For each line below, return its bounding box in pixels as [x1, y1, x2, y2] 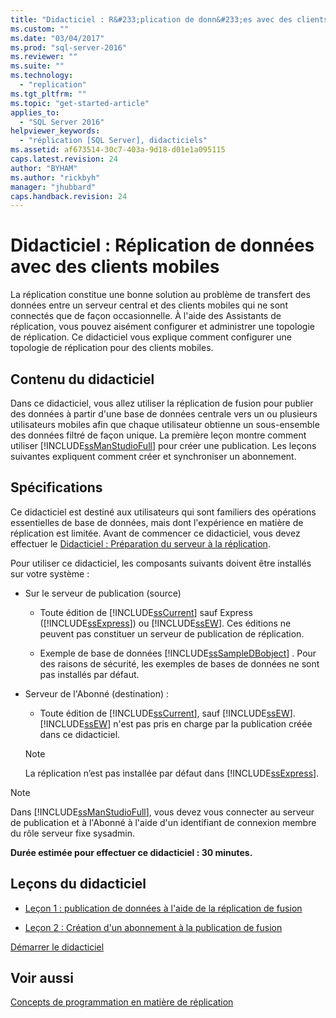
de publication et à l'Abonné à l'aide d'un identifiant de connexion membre [10, 816, 317, 828]
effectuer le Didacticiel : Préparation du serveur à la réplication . [10, 537, 271, 550]
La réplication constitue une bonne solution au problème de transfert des [10, 289, 311, 301]
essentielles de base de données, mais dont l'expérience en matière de [10, 516, 304, 528]
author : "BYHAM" [10, 163, 78, 173]
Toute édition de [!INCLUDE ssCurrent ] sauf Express [39, 606, 253, 618]
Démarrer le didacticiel [10, 941, 105, 953]
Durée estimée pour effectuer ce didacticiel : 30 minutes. [10, 846, 253, 858]
